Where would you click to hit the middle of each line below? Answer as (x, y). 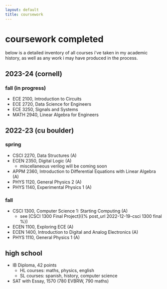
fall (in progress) (26, 88)
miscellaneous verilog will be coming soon (63, 166)
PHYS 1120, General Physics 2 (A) (47, 182)
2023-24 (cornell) (34, 73)
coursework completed (54, 39)
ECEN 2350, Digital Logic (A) (42, 160)
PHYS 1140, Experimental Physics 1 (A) (52, 187)
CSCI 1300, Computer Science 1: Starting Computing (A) (70, 211)
